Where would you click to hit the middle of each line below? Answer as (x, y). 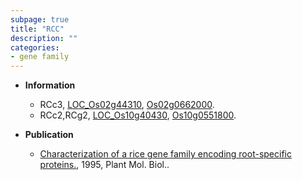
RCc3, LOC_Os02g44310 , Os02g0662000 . (127, 105)
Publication (49, 135)
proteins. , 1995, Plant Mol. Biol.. (104, 165)
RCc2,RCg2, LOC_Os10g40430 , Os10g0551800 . (138, 115)
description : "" (44, 38)
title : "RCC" (37, 29)
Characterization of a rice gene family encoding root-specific (165, 154)
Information (50, 85)
